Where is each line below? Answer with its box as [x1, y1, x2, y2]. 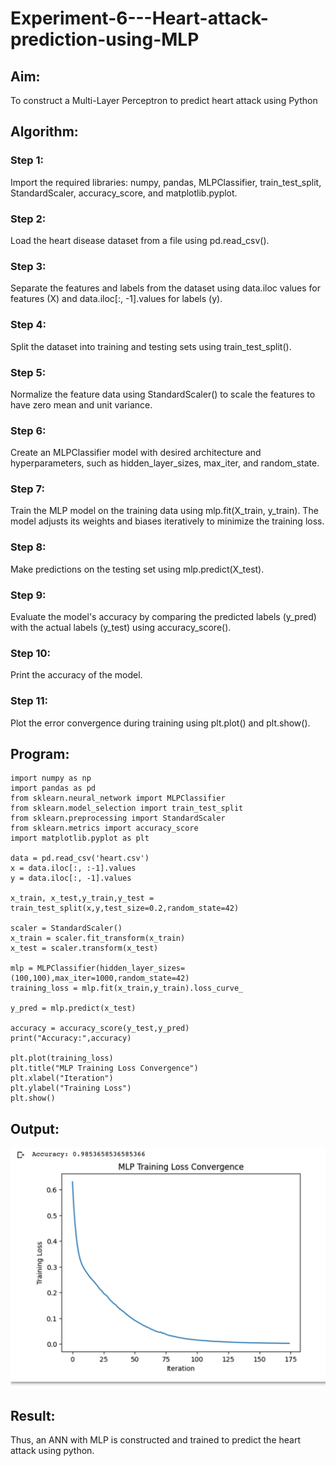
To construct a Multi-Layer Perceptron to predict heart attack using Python [10, 95, 318, 106]
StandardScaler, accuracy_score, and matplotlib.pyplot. [10, 187, 238, 199]
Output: [10, 1120, 60, 1137]
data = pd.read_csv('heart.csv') [10, 853, 150, 864]
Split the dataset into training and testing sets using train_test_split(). [10, 340, 292, 352]
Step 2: [10, 212, 47, 226]
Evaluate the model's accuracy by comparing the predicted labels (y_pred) [10, 611, 317, 623]
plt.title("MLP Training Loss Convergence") [10, 1063, 199, 1074]
